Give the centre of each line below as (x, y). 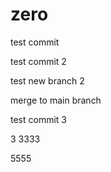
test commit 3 (38, 119)
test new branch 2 (47, 80)
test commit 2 (38, 61)
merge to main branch (56, 100)
